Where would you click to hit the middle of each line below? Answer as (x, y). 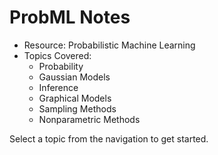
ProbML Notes (70, 17)
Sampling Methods (77, 108)
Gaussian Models (74, 77)
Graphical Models (75, 98)
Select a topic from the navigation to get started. (109, 138)
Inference (58, 87)
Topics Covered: (57, 55)
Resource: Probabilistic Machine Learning (109, 45)
